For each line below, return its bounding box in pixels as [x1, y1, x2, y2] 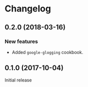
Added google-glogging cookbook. [11, 49, 84, 55]
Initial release [4, 77, 32, 83]
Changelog [4, 3, 51, 14]
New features [4, 38, 38, 45]
